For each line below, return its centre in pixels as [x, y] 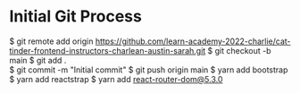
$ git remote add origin [51, 41]
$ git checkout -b [239, 50]
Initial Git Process [76, 17]
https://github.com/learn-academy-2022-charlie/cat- [193, 41]
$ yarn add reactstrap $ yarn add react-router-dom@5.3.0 [116, 79]
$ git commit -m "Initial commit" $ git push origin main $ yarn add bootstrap [149, 70]
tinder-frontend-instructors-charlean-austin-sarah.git [108, 50]
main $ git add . [38, 60]
